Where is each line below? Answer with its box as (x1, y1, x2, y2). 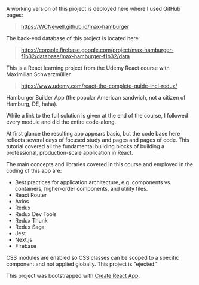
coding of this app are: (6, 167, 62, 174)
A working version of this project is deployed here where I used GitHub (6, 5, 181, 12)
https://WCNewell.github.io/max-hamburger (20, 23, 130, 30)
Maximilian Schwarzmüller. (6, 71, 72, 77)
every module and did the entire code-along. (6, 118, 117, 125)
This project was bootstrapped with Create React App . (6, 272, 140, 279)
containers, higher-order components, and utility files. (14, 185, 148, 192)
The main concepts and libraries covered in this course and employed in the (6, 161, 193, 167)
